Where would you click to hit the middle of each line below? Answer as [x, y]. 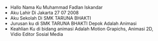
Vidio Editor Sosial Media [36, 34]
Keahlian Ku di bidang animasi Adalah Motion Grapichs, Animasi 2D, [82, 29]
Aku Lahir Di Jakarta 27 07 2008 [44, 13]
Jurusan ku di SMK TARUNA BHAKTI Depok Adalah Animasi [73, 23]
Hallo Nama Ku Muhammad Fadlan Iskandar [56, 7]
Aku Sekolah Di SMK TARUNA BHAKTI [51, 18]
